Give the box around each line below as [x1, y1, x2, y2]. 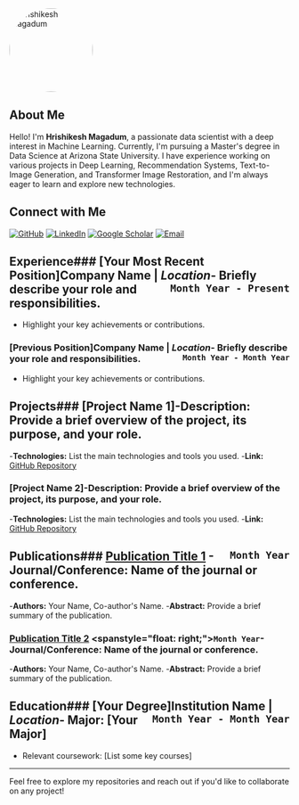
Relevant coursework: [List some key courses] [21, 750, 192, 760]
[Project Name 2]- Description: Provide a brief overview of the [9, 482, 280, 495]
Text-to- [239, 160, 270, 170]
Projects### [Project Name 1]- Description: [9, 399, 251, 415]
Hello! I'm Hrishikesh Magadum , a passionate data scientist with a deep [9, 131, 274, 142]
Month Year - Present [170, 282, 290, 295]
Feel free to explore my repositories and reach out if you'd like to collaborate [9, 776, 289, 786]
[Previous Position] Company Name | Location [9, 341, 211, 354]
